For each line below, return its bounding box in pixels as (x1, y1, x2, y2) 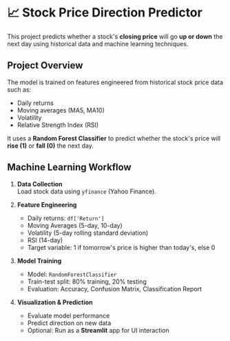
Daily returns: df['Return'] (27, 214, 105, 222)
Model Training (17, 256, 62, 265)
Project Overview (7, 59, 83, 72)
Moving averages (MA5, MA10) (17, 106, 105, 114)
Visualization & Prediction (17, 298, 93, 306)
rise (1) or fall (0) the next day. (7, 142, 94, 150)
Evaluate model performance (27, 311, 110, 320)
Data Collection (17, 179, 63, 188)
